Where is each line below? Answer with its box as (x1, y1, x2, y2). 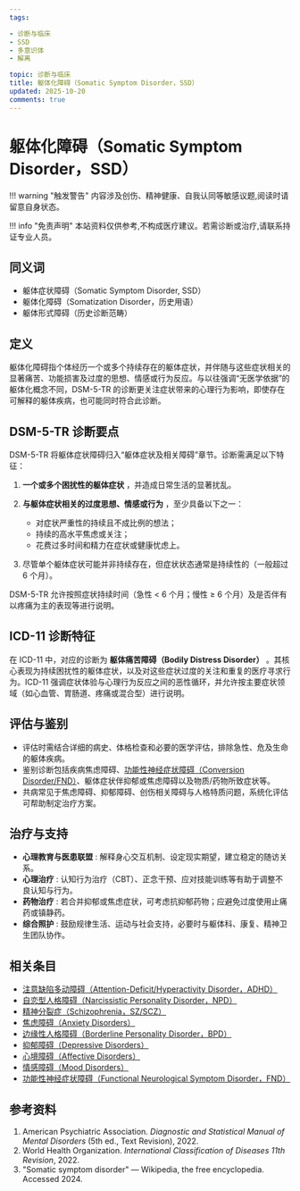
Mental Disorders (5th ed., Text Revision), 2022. (21, 1136, 199, 1146)
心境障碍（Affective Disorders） (21, 1051, 141, 1061)
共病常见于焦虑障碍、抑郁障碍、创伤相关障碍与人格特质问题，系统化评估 (21, 786, 288, 797)
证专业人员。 (9, 231, 56, 242)
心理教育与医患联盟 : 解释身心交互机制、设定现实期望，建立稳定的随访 (21, 851, 279, 862)
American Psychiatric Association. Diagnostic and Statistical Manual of (21, 1127, 286, 1137)
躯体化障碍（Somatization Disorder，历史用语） (21, 297, 198, 307)
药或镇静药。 (21, 908, 70, 918)
